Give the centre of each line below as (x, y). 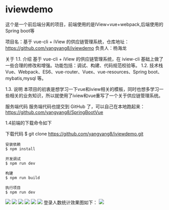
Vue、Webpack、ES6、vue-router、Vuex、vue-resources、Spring (76, 72)
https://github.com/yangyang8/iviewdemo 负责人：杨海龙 (66, 48)
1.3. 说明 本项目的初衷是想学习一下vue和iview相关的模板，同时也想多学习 (82, 89)
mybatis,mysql (21, 78)
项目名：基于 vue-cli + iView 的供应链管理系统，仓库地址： (67, 42)
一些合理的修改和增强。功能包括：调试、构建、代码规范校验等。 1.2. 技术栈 (84, 65)
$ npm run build (23, 178)
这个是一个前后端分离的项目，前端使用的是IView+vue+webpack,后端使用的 (84, 24)
